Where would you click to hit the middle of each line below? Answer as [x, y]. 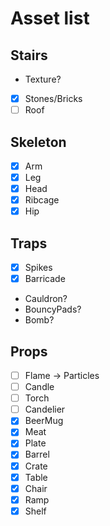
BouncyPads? [53, 309]
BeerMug [44, 421]
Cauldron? [46, 299]
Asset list [50, 18]
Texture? [43, 79]
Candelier [45, 409]
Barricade [45, 279]
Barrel [37, 454]
